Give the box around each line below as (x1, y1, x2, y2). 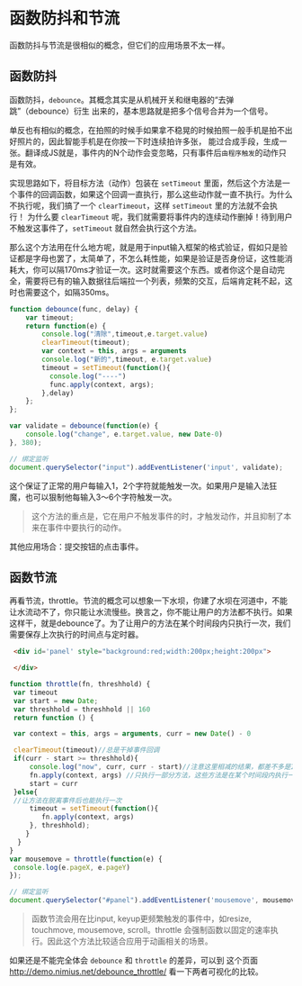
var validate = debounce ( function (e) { (9, 421, 159, 430)
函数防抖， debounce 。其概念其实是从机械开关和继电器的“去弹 (9, 94, 235, 104)
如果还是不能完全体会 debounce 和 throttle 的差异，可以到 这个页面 (9, 955, 259, 966)
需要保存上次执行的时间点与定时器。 (9, 629, 144, 640)
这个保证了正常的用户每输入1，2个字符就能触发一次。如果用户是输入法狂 (9, 480, 278, 491)
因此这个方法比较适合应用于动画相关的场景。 (47, 936, 213, 946)
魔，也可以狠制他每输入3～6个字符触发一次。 (9, 492, 177, 502)
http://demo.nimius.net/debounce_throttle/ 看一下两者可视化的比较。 (9, 966, 263, 977)
